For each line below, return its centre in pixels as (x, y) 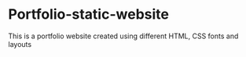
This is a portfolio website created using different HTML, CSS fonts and (123, 36)
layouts (20, 44)
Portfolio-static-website (88, 14)
